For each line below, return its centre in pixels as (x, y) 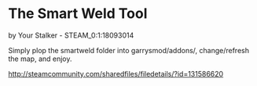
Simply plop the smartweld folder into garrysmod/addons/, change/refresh (129, 50)
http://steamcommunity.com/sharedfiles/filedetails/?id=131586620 (116, 73)
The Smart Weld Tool (78, 14)
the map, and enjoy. (40, 59)
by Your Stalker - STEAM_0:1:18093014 (71, 35)
